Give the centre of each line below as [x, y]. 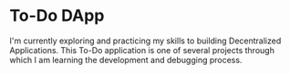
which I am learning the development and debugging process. [126, 60]
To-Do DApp [57, 16]
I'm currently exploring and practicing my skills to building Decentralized [145, 41]
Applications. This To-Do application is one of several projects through [142, 50]
